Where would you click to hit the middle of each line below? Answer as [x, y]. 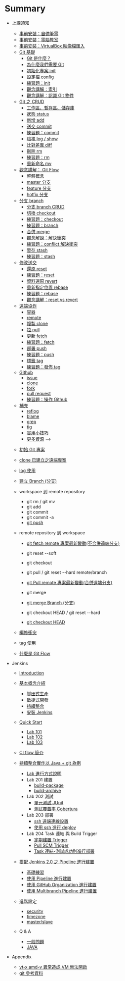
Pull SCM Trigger [51, 845]
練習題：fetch [41, 342]
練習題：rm [38, 157]
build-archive [47, 790]
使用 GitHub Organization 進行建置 [62, 884]
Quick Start [31, 722]
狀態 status [38, 114]
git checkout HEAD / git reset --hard [63, 613]
